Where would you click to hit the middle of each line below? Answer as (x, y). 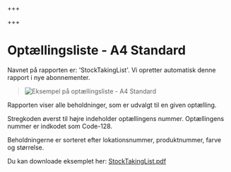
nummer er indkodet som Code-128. (60, 126)
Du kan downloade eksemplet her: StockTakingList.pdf (87, 161)
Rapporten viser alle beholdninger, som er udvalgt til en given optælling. (112, 105)
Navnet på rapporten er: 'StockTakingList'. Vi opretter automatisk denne (112, 70)
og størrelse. (26, 147)
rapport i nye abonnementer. (49, 77)
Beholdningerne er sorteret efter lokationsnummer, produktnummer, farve (114, 139)
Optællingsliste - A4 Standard (96, 51)
